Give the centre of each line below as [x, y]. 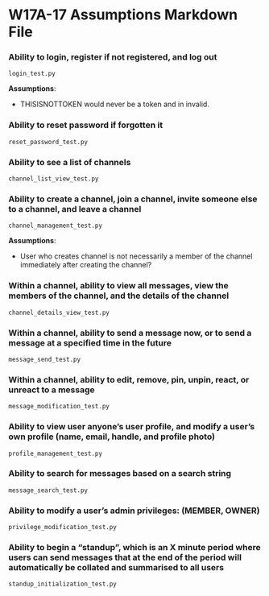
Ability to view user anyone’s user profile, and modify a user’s [132, 427]
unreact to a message [52, 390]
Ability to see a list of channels [70, 162]
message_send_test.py [45, 359]
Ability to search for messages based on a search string [120, 474]
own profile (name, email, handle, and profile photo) [112, 437]
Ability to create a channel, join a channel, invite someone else [133, 199]
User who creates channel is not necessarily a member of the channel [136, 256]
